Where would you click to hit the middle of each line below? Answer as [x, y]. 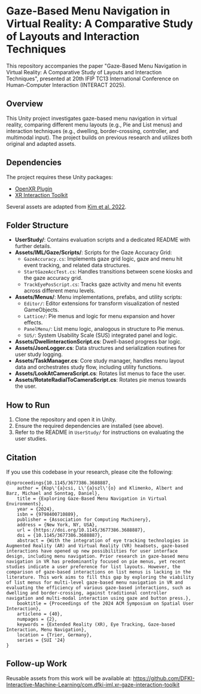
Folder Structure [37, 225]
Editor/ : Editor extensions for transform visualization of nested [101, 303]
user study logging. [39, 354]
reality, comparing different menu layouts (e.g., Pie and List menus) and [94, 125]
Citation [22, 458]
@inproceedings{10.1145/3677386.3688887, [59, 483]
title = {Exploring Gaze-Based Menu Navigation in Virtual [92, 499]
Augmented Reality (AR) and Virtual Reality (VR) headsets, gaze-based [97, 546]
